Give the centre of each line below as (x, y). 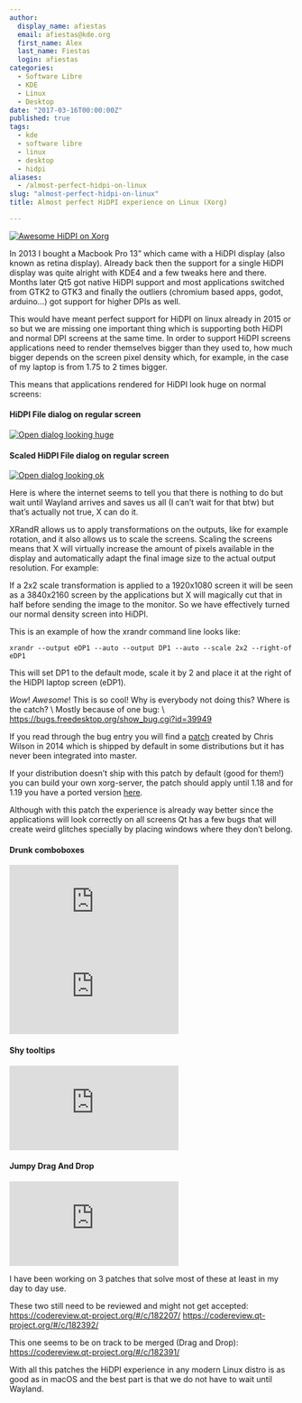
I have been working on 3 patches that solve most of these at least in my (144, 1278)
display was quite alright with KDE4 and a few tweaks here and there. (138, 273)
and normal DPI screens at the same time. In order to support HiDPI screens (150, 338)
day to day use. (38, 1288)
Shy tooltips (32, 1050)
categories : (32, 69)
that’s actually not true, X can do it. (74, 512)
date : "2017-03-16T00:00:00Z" (66, 110)
